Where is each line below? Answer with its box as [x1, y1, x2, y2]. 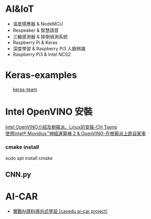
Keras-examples [5, 69, 77, 81]
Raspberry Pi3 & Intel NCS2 [12, 51, 71, 57]
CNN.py [5, 170, 32, 179]
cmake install [5, 143, 39, 151]
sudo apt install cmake [5, 155, 53, 161]
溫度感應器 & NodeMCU [12, 21, 63, 27]
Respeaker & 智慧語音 [12, 27, 59, 33]
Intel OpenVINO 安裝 [5, 106, 93, 118]
